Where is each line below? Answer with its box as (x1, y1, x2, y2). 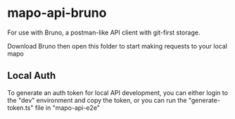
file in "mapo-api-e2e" (34, 104, 101, 112)
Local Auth (7, 70, 56, 82)
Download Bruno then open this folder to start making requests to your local (7, 42, 227, 50)
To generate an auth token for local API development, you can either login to (7, 88, 229, 96)
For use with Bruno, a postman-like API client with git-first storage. (7, 28, 201, 37)
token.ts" (7, 104, 34, 112)
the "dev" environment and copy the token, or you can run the (7, 96, 187, 104)
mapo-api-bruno (7, 5, 107, 21)
